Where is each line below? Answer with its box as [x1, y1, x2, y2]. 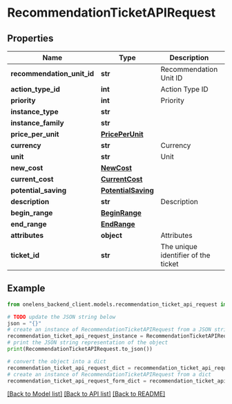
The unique [160, 242, 198, 251]
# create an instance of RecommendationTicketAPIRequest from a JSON [7, 327, 212, 333]
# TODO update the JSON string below [7, 313, 116, 320]
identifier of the [160, 250, 211, 260]
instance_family [10, 118, 64, 127]
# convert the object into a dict [7, 358, 107, 365]
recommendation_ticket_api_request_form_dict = [7, 377, 147, 385]
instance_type [10, 107, 59, 116]
